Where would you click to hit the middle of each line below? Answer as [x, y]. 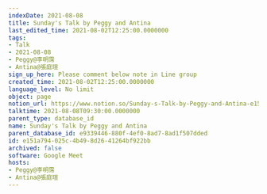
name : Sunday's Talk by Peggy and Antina [78, 126]
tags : [17, 38]
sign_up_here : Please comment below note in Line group [103, 74]
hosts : [19, 163]
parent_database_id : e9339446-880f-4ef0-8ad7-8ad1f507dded [108, 133]
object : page [30, 97]
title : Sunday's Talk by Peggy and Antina [79, 23]
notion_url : [28, 104]
